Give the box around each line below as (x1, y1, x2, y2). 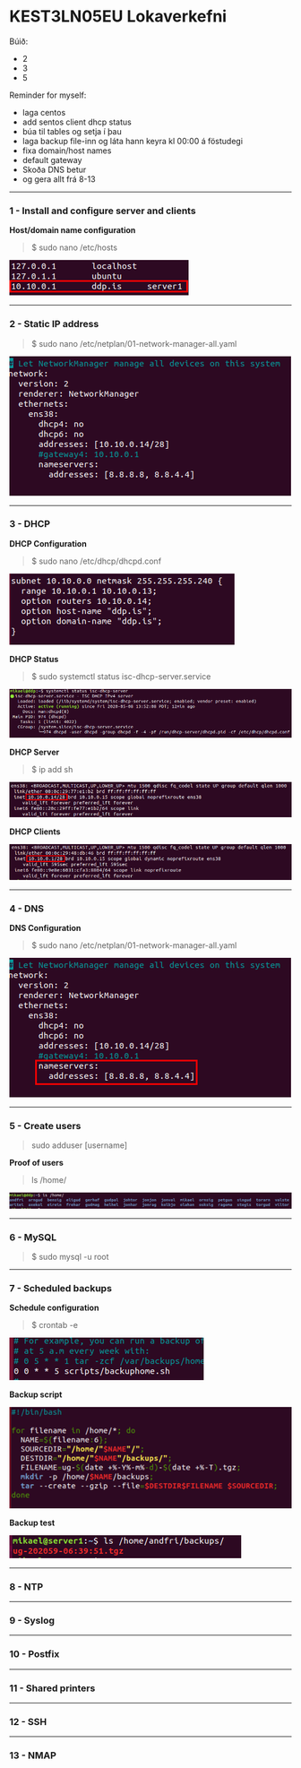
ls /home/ (30, 1175, 67, 1186)
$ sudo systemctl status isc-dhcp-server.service (30, 670, 211, 682)
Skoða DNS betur (21, 164, 87, 175)
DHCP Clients (9, 826, 61, 837)
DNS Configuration (9, 922, 82, 933)
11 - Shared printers (9, 1682, 96, 1695)
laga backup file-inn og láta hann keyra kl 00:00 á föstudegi (21, 135, 244, 146)
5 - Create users (9, 1119, 82, 1132)
